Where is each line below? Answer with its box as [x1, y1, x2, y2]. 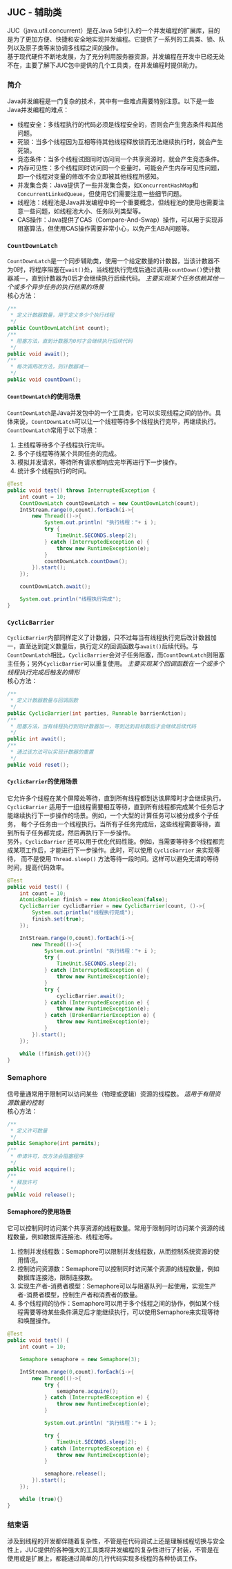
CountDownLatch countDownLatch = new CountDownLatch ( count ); [19, 499, 199, 507]
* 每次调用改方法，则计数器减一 [10, 363, 88, 371]
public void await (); [7, 351, 70, 357]
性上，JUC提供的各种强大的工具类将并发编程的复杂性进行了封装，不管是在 [7, 1545, 220, 1554]
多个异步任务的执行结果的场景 [19, 283, 104, 291]
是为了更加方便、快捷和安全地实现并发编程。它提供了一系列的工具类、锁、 [7, 35, 219, 43]
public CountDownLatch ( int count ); [7, 325, 110, 332]
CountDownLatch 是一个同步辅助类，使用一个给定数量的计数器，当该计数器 [7, 257, 214, 265]
